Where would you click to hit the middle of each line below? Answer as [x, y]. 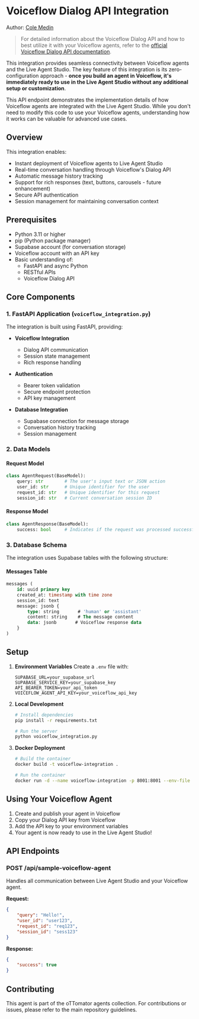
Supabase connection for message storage [76, 421]
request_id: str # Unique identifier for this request [89, 493]
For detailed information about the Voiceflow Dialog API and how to [102, 39]
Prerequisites [31, 220]
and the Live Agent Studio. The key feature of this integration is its [87, 69]
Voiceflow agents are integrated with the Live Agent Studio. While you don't [98, 106]
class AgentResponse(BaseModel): [47, 524]
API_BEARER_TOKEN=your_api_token [56, 687]
